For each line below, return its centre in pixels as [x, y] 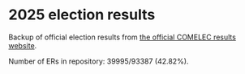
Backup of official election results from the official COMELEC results [122, 37]
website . [23, 45]
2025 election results [82, 15]
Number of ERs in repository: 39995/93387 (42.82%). [99, 61]
